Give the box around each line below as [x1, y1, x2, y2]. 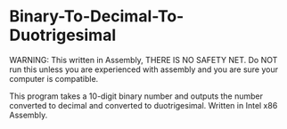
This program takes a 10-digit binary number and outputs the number [9, 91, 263, 101]
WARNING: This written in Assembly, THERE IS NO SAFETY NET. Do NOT [9, 54, 278, 65]
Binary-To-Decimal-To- [9, 6, 184, 27]
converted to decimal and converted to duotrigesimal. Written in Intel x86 [9, 100, 278, 110]
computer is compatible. [9, 73, 99, 84]
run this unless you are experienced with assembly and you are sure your [9, 64, 279, 75]
